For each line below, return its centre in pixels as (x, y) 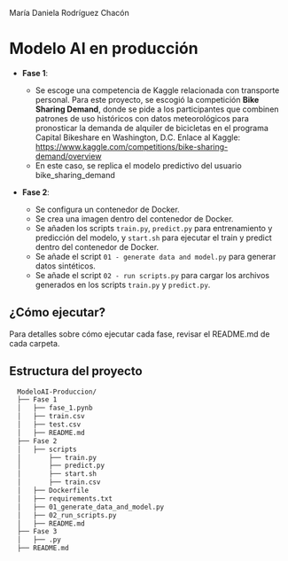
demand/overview (68, 156)
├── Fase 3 (37, 532)
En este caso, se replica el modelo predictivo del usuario (138, 165)
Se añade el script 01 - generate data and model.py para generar (156, 256)
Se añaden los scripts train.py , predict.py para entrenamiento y (154, 228)
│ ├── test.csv (49, 425)
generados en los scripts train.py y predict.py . (123, 284)
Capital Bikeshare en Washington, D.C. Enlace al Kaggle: (138, 137)
